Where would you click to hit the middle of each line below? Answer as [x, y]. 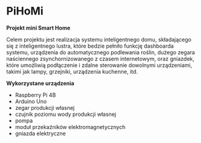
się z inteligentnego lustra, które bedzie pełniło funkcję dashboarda [90, 46]
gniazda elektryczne [40, 133]
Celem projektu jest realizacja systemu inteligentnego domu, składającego [99, 39]
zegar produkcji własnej [45, 107]
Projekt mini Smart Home [38, 28]
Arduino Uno [31, 101]
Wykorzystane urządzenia [40, 83]
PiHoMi [25, 11]
